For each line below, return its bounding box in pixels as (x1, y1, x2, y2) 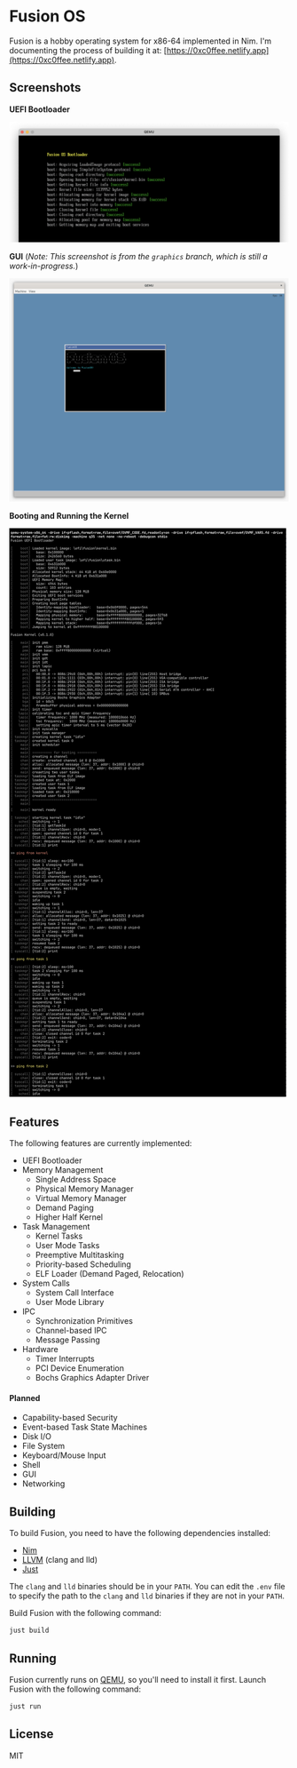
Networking (21, 1478, 66, 1489)
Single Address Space (35, 1175, 117, 1185)
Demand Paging (35, 1202, 95, 1214)
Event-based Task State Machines (21, 1422, 148, 1432)
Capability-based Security (21, 1413, 118, 1423)
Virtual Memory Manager (35, 1193, 127, 1204)
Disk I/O (21, 1431, 51, 1442)
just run (9, 1701, 42, 1711)
